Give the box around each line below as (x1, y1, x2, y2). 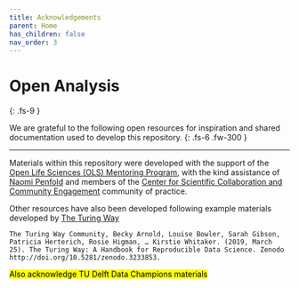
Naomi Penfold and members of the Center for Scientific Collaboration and (9, 177, 283, 188)
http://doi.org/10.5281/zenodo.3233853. (9, 253, 162, 262)
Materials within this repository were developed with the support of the (9, 157, 270, 169)
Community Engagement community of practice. (9, 186, 188, 196)
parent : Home (9, 21, 58, 30)
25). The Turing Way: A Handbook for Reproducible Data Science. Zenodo (9, 245, 285, 254)
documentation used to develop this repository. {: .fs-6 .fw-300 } (9, 132, 247, 143)
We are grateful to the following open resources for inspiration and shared (9, 123, 280, 133)
